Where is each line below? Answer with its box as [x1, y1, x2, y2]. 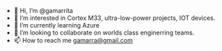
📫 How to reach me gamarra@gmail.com [13, 37, 134, 44]
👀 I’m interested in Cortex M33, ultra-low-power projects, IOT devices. [13, 14, 216, 22]
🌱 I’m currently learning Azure [13, 21, 100, 29]
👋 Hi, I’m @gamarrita [13, 7, 73, 14]
